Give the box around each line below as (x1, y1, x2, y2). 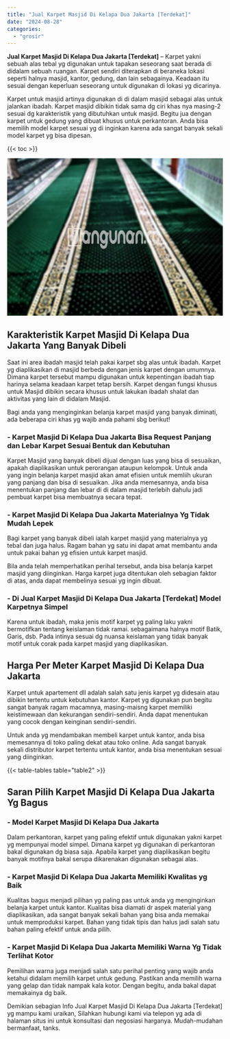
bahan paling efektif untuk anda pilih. (7, 925, 112, 933)
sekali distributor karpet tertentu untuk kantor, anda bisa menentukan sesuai (7, 745, 222, 754)
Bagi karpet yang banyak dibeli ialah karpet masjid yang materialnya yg (7, 534, 207, 542)
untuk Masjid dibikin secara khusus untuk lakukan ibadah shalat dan (7, 387, 199, 395)
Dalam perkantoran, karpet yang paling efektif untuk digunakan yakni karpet (7, 832, 222, 841)
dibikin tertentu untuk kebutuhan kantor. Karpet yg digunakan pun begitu (7, 696, 212, 704)
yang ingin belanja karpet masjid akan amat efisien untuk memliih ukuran (7, 471, 212, 479)
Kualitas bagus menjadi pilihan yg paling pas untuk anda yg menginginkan (7, 896, 216, 904)
